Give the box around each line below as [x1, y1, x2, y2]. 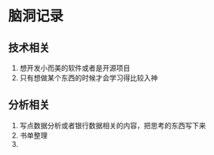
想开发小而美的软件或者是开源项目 [19, 64, 131, 72]
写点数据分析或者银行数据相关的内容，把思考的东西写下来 [19, 120, 206, 130]
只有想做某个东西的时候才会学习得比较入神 [19, 73, 158, 83]
